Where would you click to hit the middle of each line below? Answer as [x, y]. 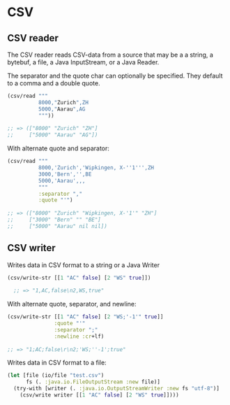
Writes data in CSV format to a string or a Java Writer [84, 265]
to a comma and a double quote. [54, 83]
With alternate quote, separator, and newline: [72, 304]
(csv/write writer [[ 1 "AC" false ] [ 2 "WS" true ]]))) [99, 395]
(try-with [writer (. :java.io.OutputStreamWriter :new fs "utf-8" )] [116, 389]
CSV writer [31, 248]
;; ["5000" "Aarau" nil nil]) [58, 226]
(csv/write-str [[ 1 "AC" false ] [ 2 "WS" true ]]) [79, 278]
